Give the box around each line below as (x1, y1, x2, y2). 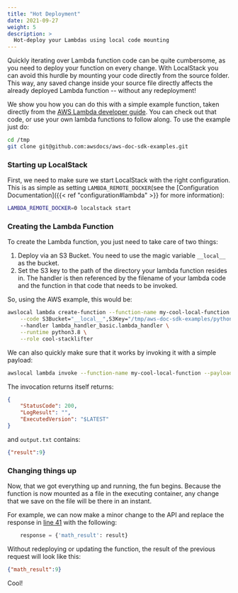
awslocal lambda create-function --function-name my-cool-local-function (7, 309, 230, 316)
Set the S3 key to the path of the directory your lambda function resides (17, 267, 228, 275)
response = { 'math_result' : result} (20, 532, 129, 539)
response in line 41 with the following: (7, 519, 117, 527)
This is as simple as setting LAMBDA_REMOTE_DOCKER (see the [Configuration (7, 184, 220, 192)
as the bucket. (17, 259, 59, 267)
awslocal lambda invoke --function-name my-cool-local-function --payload (7, 370, 233, 377)
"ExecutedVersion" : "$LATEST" (20, 416, 110, 423)
